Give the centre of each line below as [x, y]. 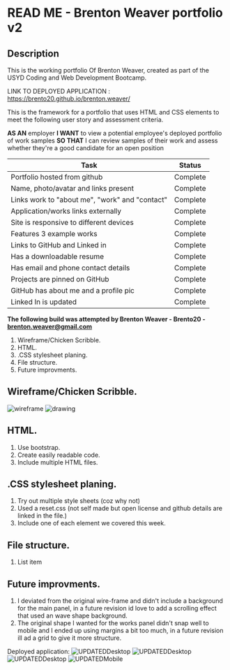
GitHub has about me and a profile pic [72, 290]
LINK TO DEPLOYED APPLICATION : [59, 91]
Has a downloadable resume [58, 256]
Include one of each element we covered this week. [91, 523]
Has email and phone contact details [70, 268]
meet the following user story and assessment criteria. [85, 119]
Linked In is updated [44, 302]
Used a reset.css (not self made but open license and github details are [120, 509]
